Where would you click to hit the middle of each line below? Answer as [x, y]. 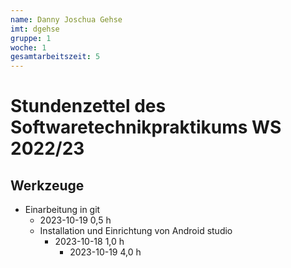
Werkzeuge [47, 185]
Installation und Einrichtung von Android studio [136, 231]
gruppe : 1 [31, 38]
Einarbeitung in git [62, 210]
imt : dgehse [35, 29]
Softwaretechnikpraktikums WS [146, 127]
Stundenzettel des [88, 106]
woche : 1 [28, 47]
